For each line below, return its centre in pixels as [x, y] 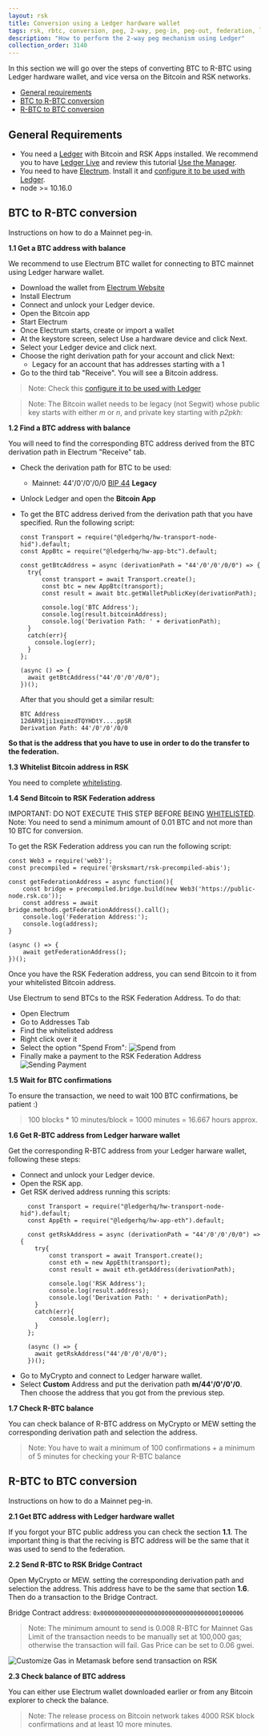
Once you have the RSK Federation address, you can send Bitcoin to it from [132, 974]
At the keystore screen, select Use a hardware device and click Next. [134, 338]
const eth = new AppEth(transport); [110, 1262]
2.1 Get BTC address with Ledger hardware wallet [91, 1516]
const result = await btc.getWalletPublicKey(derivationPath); [149, 593]
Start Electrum [44, 321]
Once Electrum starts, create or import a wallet [97, 330]
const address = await [60, 902]
